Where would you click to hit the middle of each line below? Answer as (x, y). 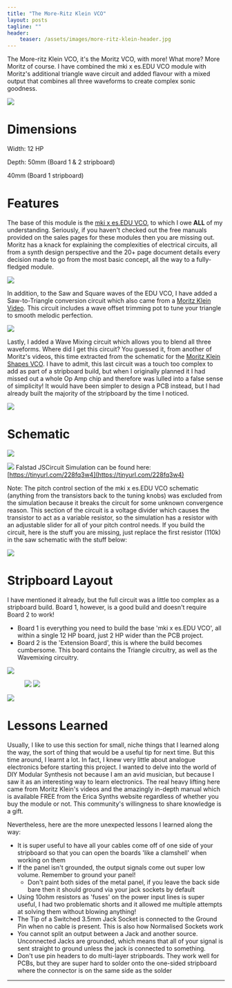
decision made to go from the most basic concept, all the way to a (101, 259)
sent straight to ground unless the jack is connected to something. (111, 948)
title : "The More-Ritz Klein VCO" (57, 14)
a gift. (16, 811)
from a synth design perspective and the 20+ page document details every (114, 252)
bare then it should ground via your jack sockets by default (111, 889)
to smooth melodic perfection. (50, 315)
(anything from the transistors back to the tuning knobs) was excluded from (115, 495)
